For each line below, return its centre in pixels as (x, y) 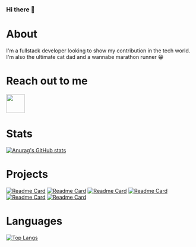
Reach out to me (47, 81)
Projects (27, 174)
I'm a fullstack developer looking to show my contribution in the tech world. (98, 51)
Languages (34, 221)
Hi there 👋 (21, 10)
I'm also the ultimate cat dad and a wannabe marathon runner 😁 (85, 57)
